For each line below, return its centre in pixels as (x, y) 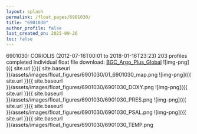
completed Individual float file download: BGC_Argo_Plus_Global (84, 62)
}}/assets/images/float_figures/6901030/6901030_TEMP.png (80, 125)
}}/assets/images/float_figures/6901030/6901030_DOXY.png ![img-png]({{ (97, 87)
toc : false (19, 39)
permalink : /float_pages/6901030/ (49, 17)
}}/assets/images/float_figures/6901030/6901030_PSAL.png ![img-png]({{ (96, 112)
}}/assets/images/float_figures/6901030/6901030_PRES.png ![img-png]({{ (96, 100)
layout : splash (25, 12)
